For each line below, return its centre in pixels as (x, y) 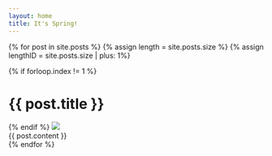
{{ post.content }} (38, 136)
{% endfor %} (32, 145)
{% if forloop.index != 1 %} (53, 71)
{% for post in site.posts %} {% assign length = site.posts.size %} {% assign (136, 46)
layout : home (30, 16)
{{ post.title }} (56, 104)
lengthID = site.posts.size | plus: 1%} (69, 55)
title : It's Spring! (43, 24)
